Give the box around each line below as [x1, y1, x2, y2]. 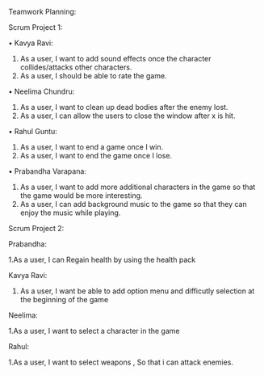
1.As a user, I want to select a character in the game [8, 327, 180, 335]
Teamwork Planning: [8, 7, 77, 16]
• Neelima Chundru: [8, 86, 75, 96]
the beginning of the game [19, 295, 109, 304]
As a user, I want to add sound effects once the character [19, 54, 212, 63]
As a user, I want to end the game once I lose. [19, 151, 172, 160]
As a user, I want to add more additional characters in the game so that [19, 182, 256, 192]
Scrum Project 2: [8, 224, 65, 233]
